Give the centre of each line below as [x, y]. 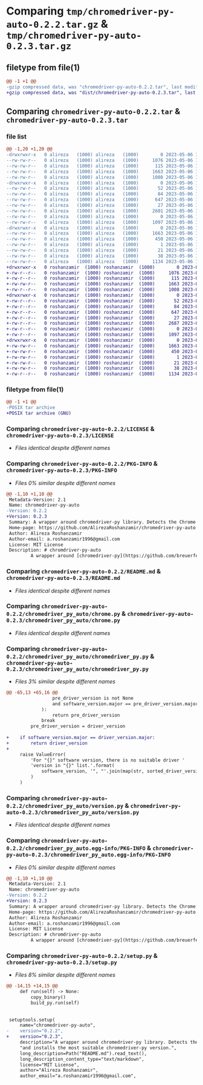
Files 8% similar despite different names [65, 975]
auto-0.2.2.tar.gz [52, 25]
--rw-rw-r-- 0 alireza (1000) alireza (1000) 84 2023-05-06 [100, 194]
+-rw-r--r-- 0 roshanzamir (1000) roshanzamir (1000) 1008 [93, 290]
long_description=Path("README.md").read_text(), [83, 1054]
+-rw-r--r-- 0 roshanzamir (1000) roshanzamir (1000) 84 [93, 307]
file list [17, 136]
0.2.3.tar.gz [39, 46]
